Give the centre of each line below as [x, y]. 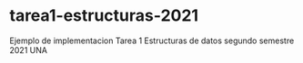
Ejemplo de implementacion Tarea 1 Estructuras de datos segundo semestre [152, 40]
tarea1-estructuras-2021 [104, 16]
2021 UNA [29, 49]
